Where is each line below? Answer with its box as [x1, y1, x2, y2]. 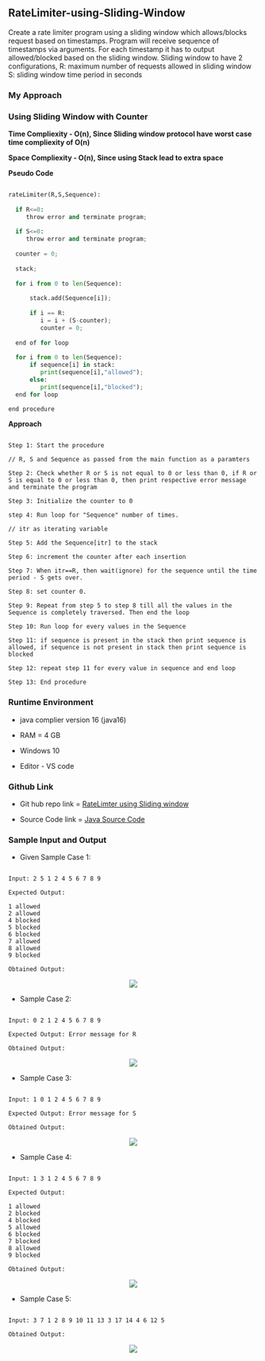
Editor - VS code [19, 761, 75, 770]
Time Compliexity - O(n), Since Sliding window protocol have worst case [8, 129, 252, 138]
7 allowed [8, 938, 41, 946]
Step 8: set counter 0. [8, 588, 87, 596]
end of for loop [15, 338, 69, 347]
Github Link [8, 781, 54, 792]
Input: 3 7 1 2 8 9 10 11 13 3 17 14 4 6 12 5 [8, 1316, 165, 1324]
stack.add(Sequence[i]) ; [29, 294, 112, 302]
